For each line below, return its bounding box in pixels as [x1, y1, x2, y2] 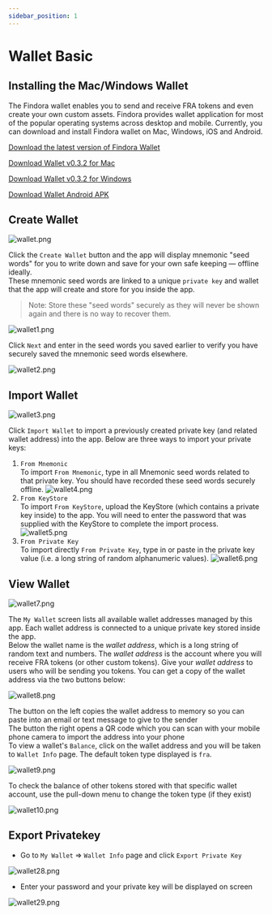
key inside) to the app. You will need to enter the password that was [19, 511, 247, 520]
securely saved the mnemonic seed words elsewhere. [8, 349, 189, 359]
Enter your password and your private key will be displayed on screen [19, 882, 253, 891]
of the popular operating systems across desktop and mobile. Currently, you [8, 118, 263, 127]
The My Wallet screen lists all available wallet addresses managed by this [8, 615, 253, 624]
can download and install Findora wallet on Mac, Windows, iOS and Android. [8, 127, 263, 136]
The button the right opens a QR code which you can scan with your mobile [8, 723, 261, 733]
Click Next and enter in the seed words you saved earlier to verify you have [8, 340, 258, 350]
